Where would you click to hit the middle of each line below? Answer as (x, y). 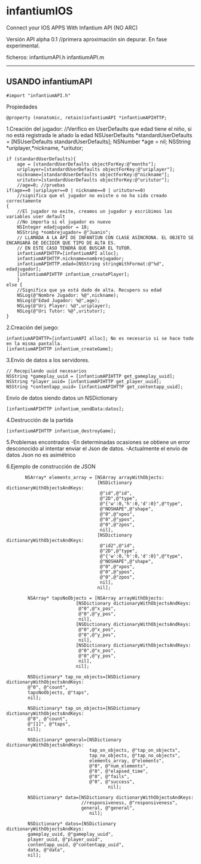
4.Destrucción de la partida (40, 420)
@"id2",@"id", (117, 546)
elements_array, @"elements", (127, 761)
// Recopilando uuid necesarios (46, 371)
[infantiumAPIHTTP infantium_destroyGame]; (61, 431)
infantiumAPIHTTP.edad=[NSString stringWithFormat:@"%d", (91, 264)
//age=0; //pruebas (41, 185)
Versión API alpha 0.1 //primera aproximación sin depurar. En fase (87, 39)
